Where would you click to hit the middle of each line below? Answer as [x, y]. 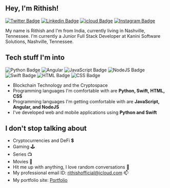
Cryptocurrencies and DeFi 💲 [43, 140]
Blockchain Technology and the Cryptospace [60, 85]
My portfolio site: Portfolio [40, 180]
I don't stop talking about [46, 128]
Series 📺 [22, 154]
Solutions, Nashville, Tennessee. [40, 41]
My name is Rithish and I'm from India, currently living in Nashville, [76, 31]
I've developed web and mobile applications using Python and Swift [85, 112]
